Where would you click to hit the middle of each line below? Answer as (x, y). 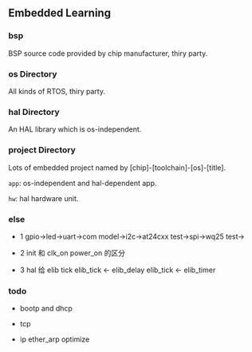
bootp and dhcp (46, 308)
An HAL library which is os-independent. (75, 129)
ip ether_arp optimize (55, 339)
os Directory (33, 73)
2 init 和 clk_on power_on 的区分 (73, 253)
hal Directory (34, 112)
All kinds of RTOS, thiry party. (57, 91)
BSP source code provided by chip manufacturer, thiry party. (108, 53)
